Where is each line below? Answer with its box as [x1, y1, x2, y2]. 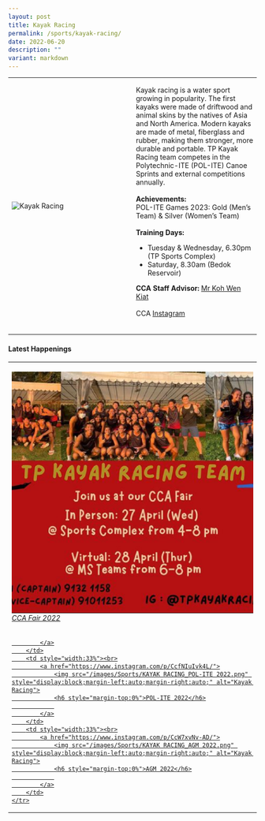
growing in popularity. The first [136, 93, 236, 103]
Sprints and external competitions [136, 169, 246, 178]
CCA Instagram [136, 308, 185, 318]
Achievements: [136, 194, 187, 203]
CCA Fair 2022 [11, 614, 61, 623]
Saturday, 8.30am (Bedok [147, 259, 231, 269]
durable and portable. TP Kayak [136, 144, 239, 153]
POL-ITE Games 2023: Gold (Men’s [136, 202, 251, 212]
